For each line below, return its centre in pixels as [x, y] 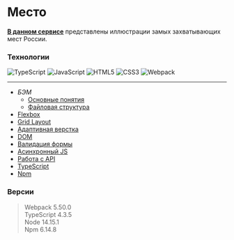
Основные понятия [56, 100]
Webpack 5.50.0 [48, 207]
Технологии [29, 57]
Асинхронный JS [42, 151]
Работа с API [36, 159]
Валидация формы [45, 144]
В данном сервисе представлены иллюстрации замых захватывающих [114, 31]
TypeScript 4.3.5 [48, 214]
